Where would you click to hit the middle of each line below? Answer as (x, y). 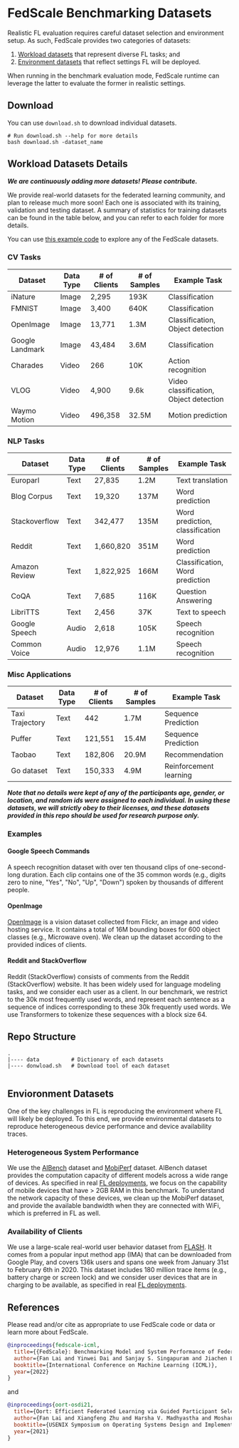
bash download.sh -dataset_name (55, 142)
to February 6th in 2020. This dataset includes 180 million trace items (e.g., (117, 1270)
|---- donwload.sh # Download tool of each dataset (89, 1066)
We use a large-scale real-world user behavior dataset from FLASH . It (110, 1247)
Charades (27, 365)
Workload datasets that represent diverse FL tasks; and (99, 54)
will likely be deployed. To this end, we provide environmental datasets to (115, 1118)
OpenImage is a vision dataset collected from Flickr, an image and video (113, 921)
